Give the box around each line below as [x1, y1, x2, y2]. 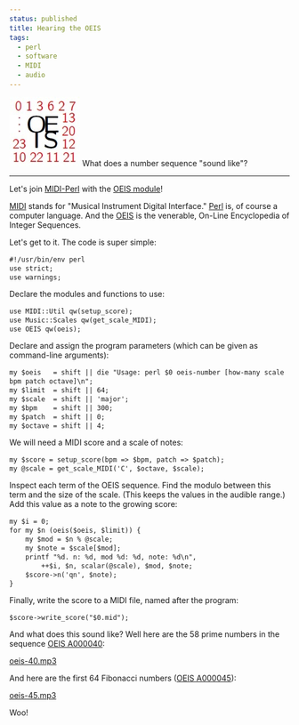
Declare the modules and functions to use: [9, 288, 165, 299]
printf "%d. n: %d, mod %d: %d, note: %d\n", [25, 552, 198, 561]
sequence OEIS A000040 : [9, 638, 105, 648]
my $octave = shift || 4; [9, 421, 105, 431]
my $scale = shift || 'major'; [9, 394, 129, 404]
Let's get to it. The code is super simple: [9, 237, 158, 247]
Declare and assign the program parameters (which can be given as [9, 340, 258, 350]
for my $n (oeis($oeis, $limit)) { [9, 526, 141, 535]
